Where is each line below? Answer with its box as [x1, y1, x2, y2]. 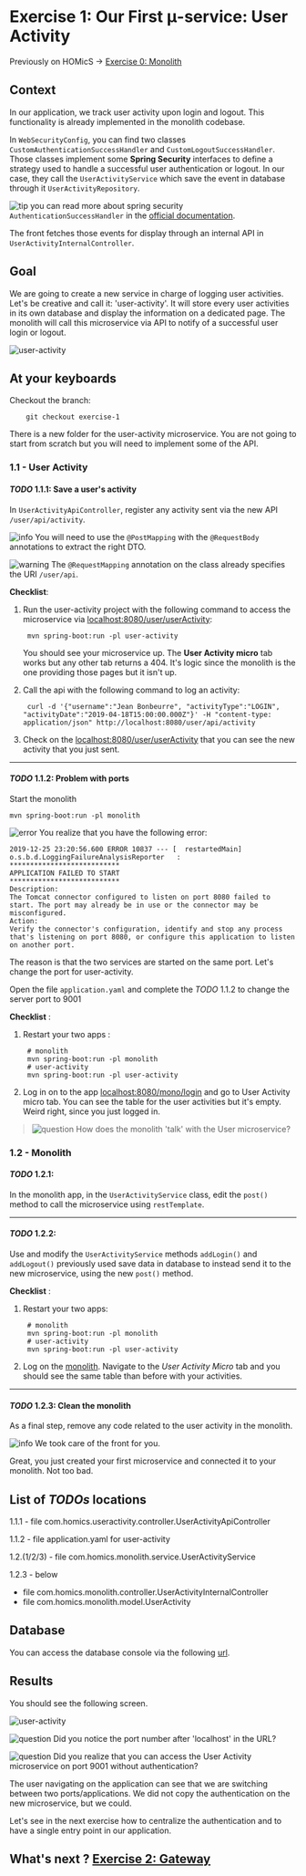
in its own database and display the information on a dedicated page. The [9, 307, 285, 318]
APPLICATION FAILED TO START [9, 869, 120, 878]
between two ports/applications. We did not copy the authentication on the [9, 1787, 291, 1798]
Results [9, 1673, 54, 1689]
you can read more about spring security [30, 200, 184, 211]
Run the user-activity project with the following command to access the [22, 604, 291, 615]
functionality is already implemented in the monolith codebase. [9, 116, 246, 127]
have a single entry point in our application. [9, 1825, 171, 1836]
